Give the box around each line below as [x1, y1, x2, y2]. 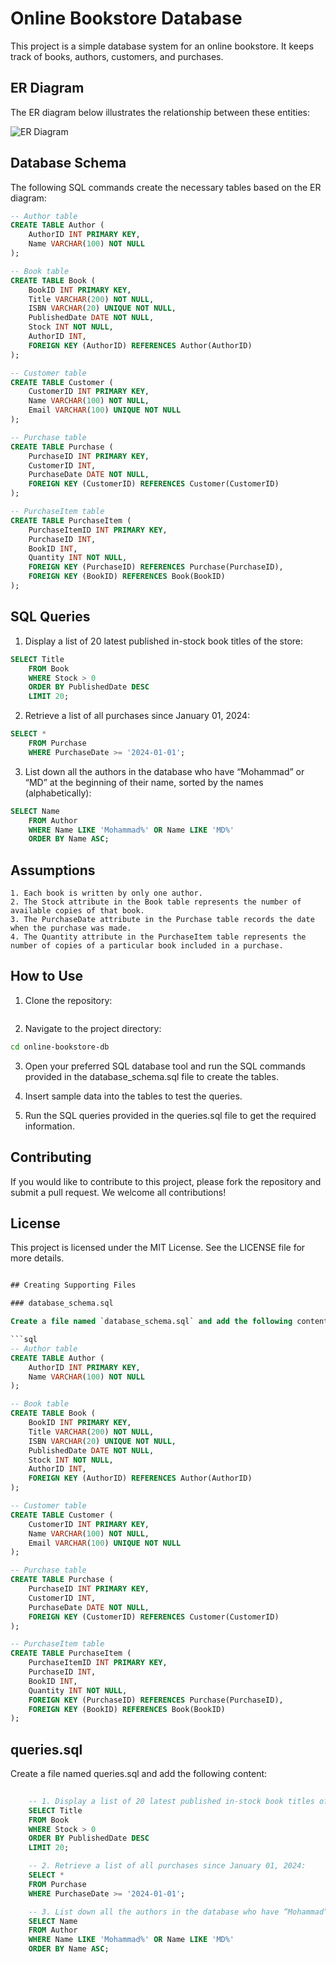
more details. [10, 1252, 65, 1264]
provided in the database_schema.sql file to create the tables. [24, 1070, 279, 1082]
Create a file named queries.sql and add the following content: [10, 1768, 268, 1780]
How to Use [10, 968, 84, 985]
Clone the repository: [24, 994, 113, 1006]
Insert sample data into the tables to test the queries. [24, 1090, 243, 1102]
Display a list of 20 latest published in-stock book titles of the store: [24, 635, 304, 647]
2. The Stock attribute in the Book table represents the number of [10, 897, 302, 907]
